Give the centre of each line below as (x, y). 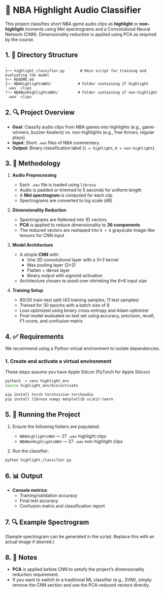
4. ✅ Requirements (34, 336)
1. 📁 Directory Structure (42, 55)
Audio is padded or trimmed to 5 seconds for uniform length (81, 190)
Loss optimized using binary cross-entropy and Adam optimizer (84, 310)
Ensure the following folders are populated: (56, 426)
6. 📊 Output (24, 476)
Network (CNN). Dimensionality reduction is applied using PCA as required (81, 34)
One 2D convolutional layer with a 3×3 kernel (73, 260)
